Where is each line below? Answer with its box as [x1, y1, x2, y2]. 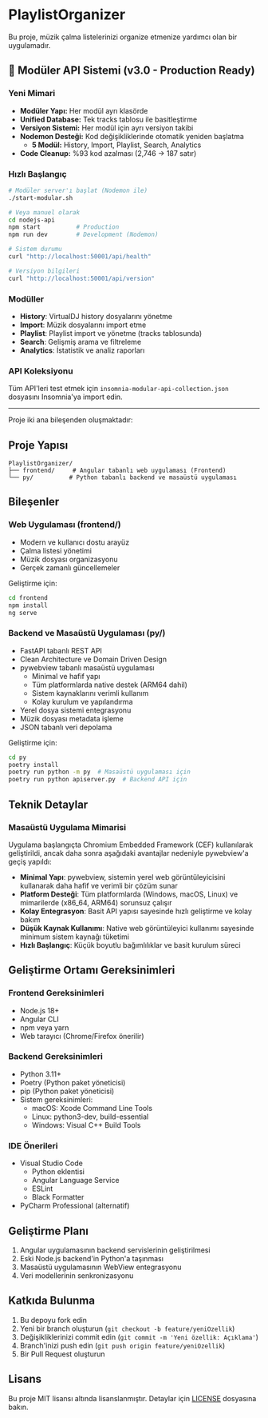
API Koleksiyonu [8, 365, 73, 377]
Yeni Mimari [8, 88, 56, 99]
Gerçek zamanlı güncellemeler [19, 562, 120, 573]
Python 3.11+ [19, 1069, 62, 1079]
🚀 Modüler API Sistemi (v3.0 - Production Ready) [8, 64, 255, 78]
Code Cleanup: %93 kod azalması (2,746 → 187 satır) [19, 148, 197, 158]
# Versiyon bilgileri [8, 266, 81, 275]
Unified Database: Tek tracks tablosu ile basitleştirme [19, 114, 198, 124]
